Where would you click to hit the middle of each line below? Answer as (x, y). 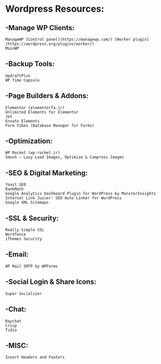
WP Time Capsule (22, 80)
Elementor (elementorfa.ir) (35, 108)
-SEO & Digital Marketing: (47, 173)
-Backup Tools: (30, 64)
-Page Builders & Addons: (47, 96)
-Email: (17, 254)
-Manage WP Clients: (40, 28)
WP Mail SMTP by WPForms (32, 266)
